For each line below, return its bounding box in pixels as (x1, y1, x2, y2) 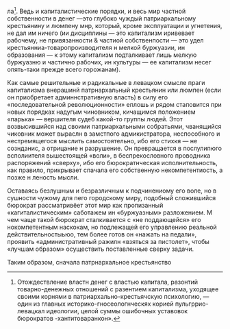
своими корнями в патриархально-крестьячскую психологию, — (16, 292, 209, 300)
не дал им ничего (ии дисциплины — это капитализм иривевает (7, 29, 195, 37)
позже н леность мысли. (7, 173, 79, 181)
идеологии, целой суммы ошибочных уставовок (46, 306, 188, 315)
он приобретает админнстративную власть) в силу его (7, 93, 168, 101)
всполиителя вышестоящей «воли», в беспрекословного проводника (7, 151, 211, 160)
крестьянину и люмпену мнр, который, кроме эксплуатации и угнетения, (7, 21, 222, 29)
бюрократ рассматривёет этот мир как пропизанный (7, 201, 164, 209)
